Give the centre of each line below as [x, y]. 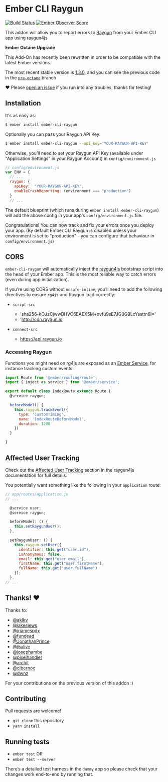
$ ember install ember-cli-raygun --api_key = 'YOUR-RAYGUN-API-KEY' [77, 143]
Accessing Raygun [29, 352]
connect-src [25, 330]
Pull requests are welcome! [33, 711]
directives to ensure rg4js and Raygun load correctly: [60, 295]
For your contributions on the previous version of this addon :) [69, 683]
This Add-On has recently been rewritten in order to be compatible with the [83, 57]
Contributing [26, 699]
